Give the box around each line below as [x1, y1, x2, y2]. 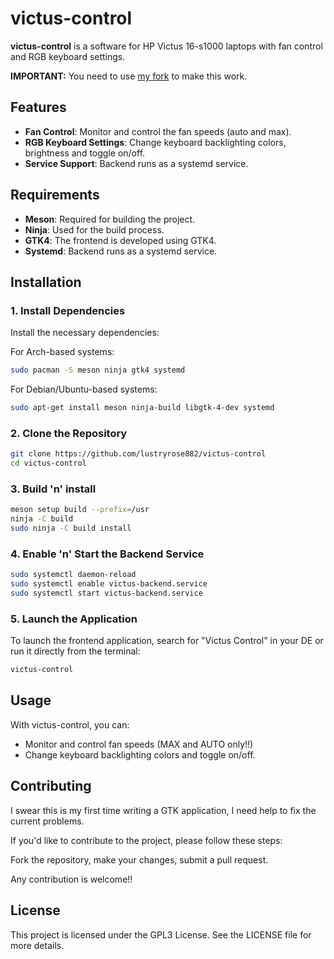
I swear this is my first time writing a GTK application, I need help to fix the [10, 804, 317, 816]
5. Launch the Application [10, 612, 138, 626]
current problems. [10, 815, 85, 827]
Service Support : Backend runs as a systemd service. [24, 157, 249, 169]
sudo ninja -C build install [10, 523, 132, 534]
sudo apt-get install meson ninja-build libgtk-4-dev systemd [10, 403, 275, 413]
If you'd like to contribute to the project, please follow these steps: [10, 834, 283, 846]
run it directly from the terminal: [10, 645, 141, 657]
